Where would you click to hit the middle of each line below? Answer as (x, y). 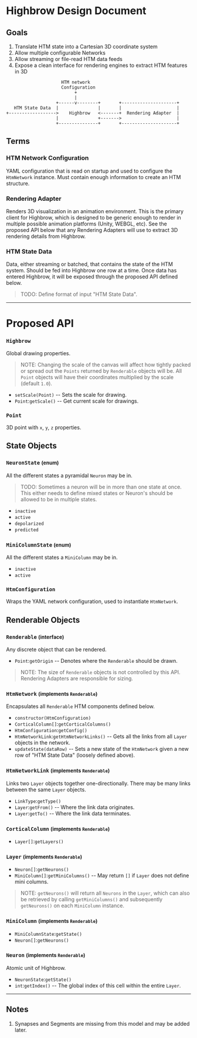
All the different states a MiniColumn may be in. (62, 557)
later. (21, 1030)
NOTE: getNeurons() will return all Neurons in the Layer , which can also (105, 893)
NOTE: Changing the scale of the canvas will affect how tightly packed (106, 365)
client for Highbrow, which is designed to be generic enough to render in (94, 217)
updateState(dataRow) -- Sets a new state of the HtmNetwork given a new (101, 749)
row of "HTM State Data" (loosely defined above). (75, 755)
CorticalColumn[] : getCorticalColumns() (63, 724)
